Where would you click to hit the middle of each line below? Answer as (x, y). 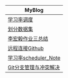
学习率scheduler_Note (34, 58)
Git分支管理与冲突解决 (34, 67)
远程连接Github (26, 48)
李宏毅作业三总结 (28, 39)
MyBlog (34, 10)
